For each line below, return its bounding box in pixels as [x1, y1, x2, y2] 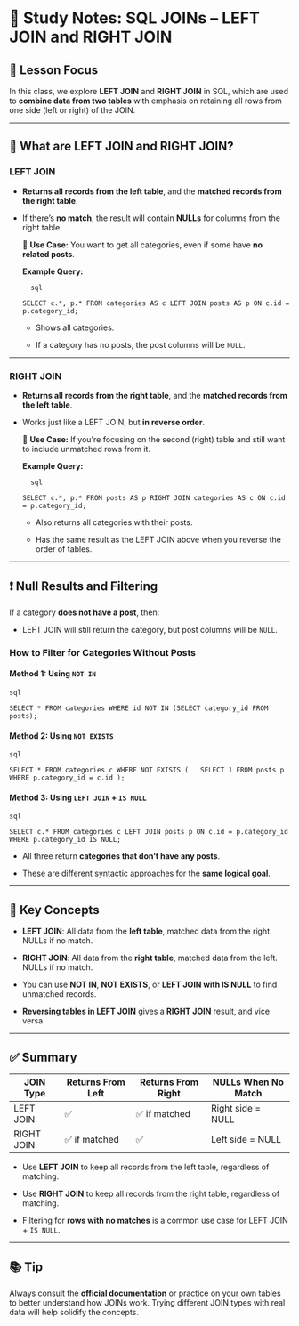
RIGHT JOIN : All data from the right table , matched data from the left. [21, 952, 278, 964]
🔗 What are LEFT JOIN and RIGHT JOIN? [9, 139, 234, 154]
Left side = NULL [210, 1133, 282, 1145]
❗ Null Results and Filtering [9, 578, 158, 594]
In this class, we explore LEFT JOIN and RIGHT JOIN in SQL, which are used [9, 86, 289, 96]
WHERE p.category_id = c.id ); [9, 773, 125, 782]
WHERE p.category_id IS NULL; [9, 836, 122, 845]
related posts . [21, 248, 76, 259]
